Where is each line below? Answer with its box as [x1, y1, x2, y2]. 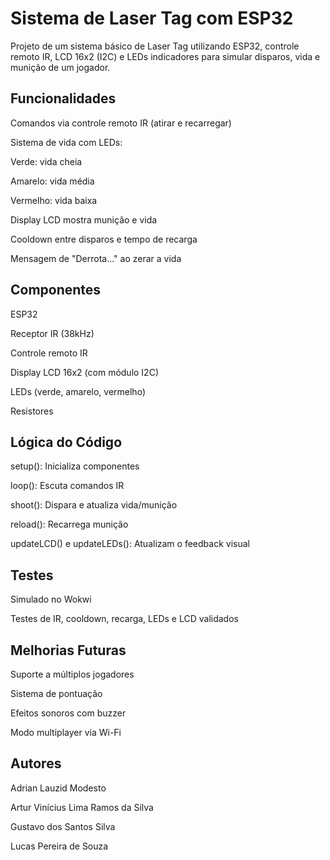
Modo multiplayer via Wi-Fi [10, 727, 122, 738]
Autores [10, 755, 62, 772]
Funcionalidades [10, 90, 117, 107]
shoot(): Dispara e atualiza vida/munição [10, 499, 178, 511]
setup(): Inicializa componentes [10, 460, 140, 472]
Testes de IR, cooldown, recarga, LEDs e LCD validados [10, 613, 239, 625]
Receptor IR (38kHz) [10, 327, 95, 339]
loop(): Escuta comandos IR [10, 480, 125, 492]
